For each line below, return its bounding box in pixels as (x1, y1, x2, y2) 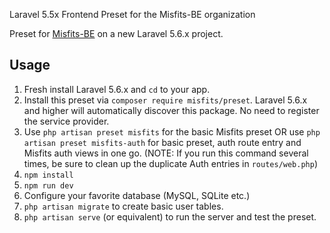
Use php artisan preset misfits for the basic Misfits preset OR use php (23, 125, 321, 138)
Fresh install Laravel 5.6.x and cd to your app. (23, 83, 211, 95)
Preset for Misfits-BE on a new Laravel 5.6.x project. (9, 28, 224, 39)
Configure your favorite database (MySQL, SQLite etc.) (23, 189, 251, 201)
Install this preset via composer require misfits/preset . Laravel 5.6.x (23, 94, 308, 106)
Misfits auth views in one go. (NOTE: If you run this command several (23, 147, 309, 159)
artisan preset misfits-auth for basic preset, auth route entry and (23, 136, 302, 148)
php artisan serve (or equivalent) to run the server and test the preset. (23, 210, 317, 223)
